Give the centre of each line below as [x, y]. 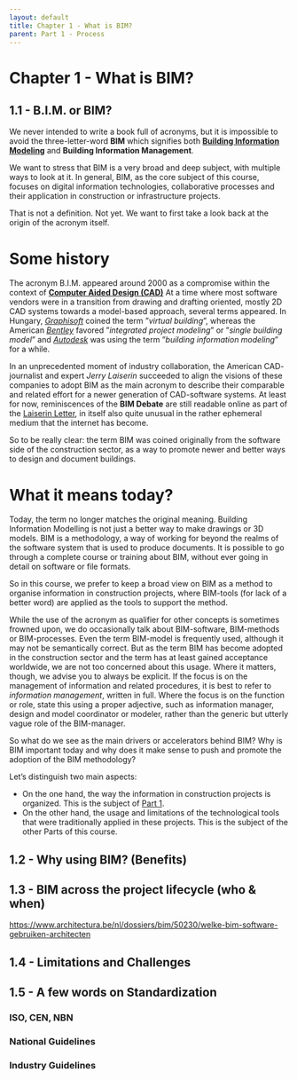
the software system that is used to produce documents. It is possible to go [147, 548]
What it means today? [91, 495]
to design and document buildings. [73, 459]
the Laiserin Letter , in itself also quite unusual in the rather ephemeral [136, 414]
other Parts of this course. [70, 832]
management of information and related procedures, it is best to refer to [141, 686]
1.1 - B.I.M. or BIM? [61, 110]
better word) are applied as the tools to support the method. [119, 603]
